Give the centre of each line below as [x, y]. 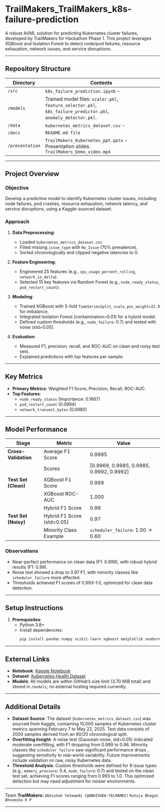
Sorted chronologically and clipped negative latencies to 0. [79, 252]
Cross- [16, 452]
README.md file [63, 133]
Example [54, 536]
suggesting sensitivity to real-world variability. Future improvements [81, 755]
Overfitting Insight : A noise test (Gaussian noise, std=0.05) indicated [82, 739]
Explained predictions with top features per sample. [72, 356]
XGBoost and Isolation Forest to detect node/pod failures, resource [73, 43]
